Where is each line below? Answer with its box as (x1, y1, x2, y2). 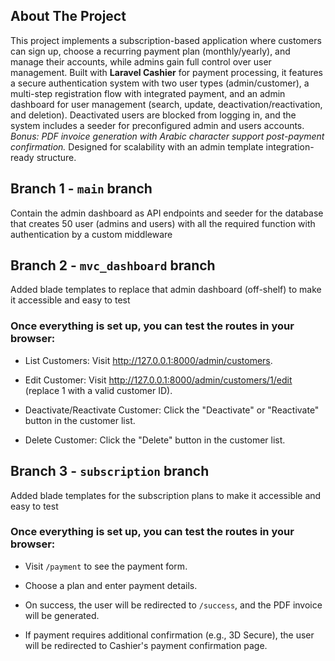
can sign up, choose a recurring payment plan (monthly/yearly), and (10, 45, 291, 57)
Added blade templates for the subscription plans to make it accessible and (10, 489, 322, 501)
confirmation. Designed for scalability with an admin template (10, 140, 264, 153)
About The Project (10, 8, 127, 25)
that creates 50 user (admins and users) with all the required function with (10, 217, 316, 229)
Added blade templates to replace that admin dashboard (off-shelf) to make (10, 284, 322, 296)
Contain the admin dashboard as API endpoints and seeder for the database (10, 207, 324, 219)
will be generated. (24, 609, 100, 621)
